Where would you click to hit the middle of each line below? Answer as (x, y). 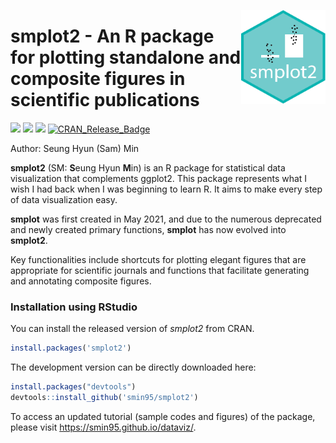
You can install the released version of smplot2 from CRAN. (132, 329)
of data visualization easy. (64, 199)
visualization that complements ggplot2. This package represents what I (159, 178)
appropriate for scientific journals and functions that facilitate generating (160, 270)
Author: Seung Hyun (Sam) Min (75, 148)
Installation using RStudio (74, 307)
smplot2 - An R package (112, 36)
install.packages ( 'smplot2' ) (71, 348)
